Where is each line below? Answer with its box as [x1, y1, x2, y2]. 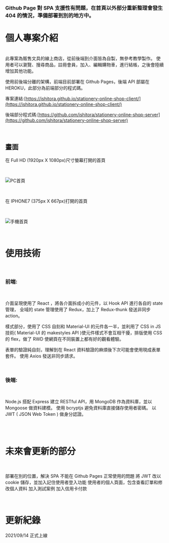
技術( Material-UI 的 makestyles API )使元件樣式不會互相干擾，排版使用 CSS [5, 329, 162, 335]
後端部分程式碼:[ [5, 112, 39, 118]
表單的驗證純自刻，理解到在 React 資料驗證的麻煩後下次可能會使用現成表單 [5, 346, 161, 352]
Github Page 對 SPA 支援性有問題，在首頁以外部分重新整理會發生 [5, 4, 163, 11]
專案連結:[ [5, 96, 26, 102]
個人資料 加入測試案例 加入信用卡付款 [9, 486, 87, 492]
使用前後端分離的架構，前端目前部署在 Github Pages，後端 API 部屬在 [5, 78, 150, 84]
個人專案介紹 [5, 33, 59, 44]
